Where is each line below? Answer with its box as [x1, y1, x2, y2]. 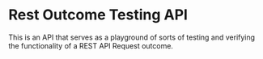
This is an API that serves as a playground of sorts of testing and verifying [8, 32, 256, 42]
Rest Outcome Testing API [8, 6, 189, 24]
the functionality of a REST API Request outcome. [8, 40, 174, 50]
